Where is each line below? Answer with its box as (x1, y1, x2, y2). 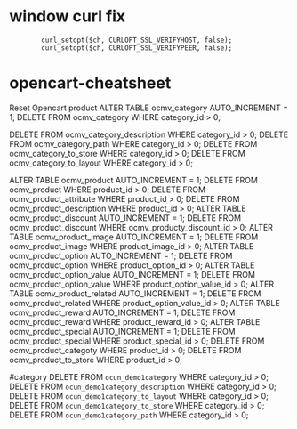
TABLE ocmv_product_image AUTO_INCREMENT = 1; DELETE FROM (9, 231, 259, 242)
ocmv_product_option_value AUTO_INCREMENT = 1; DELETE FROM (9, 269, 256, 279)
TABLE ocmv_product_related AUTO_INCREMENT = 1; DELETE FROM (9, 287, 261, 299)
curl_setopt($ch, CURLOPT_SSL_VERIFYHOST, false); (41, 36, 233, 45)
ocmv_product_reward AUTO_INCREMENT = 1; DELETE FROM (9, 307, 236, 318)
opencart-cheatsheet (9, 73, 172, 93)
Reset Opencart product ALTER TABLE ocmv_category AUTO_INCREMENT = (9, 102, 289, 113)
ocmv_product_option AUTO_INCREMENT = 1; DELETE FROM (9, 250, 233, 261)
